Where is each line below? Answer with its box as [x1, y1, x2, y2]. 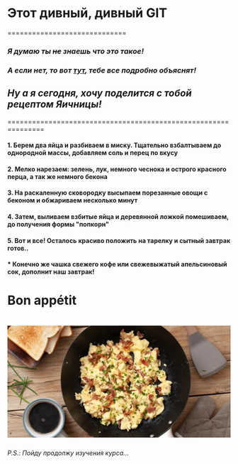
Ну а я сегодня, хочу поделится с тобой [7, 87, 193, 99]
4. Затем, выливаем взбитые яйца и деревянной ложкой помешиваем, [7, 212, 229, 221]
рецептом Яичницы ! [7, 98, 102, 111]
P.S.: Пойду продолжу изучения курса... [7, 449, 129, 458]
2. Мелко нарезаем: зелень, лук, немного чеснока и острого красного [7, 165, 227, 173]
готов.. [7, 244, 29, 252]
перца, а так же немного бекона [7, 172, 108, 180]
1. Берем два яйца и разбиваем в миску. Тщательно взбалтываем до [7, 141, 222, 150]
